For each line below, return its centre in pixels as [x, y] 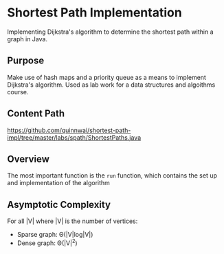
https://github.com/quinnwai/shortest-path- [69, 130]
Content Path [36, 114]
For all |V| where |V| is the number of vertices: [72, 221]
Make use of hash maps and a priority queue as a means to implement [107, 77]
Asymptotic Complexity [59, 204]
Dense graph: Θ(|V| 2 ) [47, 242]
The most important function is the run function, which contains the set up [112, 176]
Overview [29, 159]
